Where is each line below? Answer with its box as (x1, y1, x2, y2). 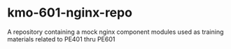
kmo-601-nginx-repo (7, 5, 133, 21)
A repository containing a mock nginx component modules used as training (7, 28, 224, 36)
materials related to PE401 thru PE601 (7, 35, 115, 43)
